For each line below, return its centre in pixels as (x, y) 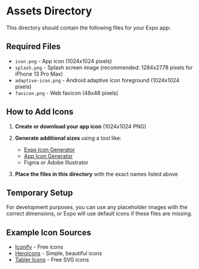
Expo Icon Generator (49, 150)
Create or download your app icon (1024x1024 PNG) (81, 126)
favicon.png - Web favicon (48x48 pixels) (67, 93)
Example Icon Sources (49, 232)
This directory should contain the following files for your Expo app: (88, 28)
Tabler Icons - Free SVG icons (52, 260)
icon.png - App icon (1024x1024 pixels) (63, 61)
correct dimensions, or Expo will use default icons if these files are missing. (99, 214)
